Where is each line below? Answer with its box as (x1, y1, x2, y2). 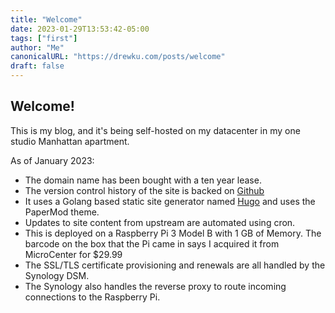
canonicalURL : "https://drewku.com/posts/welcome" (10, 52, 226, 62)
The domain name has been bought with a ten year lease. (24, 174, 262, 186)
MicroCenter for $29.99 (24, 248, 123, 260)
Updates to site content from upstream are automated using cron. (24, 216, 296, 228)
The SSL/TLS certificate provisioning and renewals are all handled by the (24, 259, 326, 271)
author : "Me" (10, 42, 65, 53)
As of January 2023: (10, 154, 95, 166)
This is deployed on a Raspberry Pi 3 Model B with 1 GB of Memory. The (24, 227, 322, 239)
